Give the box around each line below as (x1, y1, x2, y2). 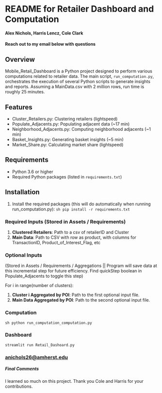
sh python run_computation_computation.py (5, 320, 92, 325)
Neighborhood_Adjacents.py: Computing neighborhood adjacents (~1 (12, 126, 151, 132)
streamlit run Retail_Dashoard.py (5, 342, 75, 347)
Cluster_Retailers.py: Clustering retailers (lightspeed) (12, 116, 118, 122)
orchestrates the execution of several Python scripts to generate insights (5, 79, 150, 85)
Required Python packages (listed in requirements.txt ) (12, 174, 122, 179)
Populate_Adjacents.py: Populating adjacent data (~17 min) (12, 121, 130, 127)
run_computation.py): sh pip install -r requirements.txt (12, 206, 130, 212)
